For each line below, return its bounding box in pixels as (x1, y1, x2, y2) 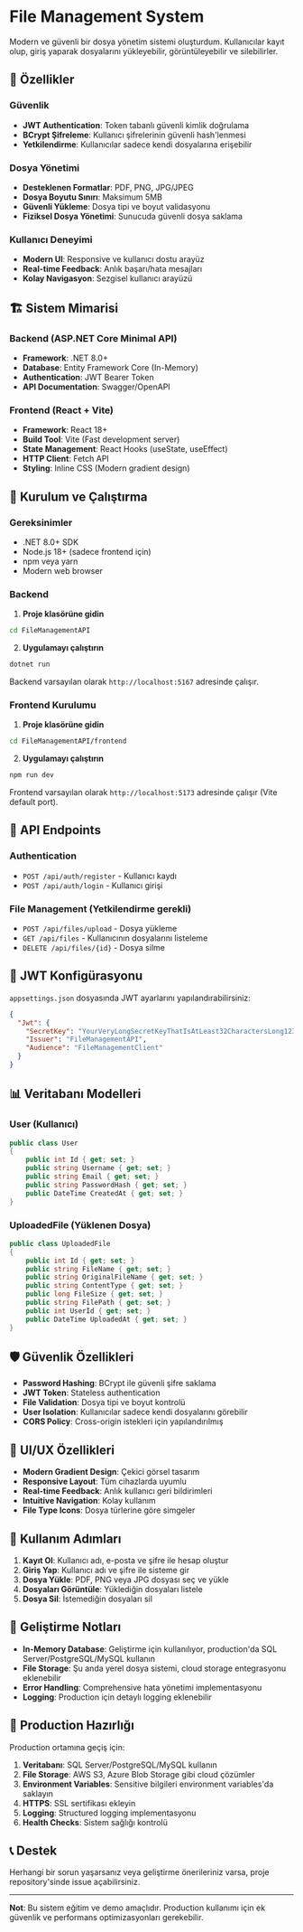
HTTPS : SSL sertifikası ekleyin (22, 1797, 136, 1808)
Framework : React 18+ (22, 425, 108, 436)
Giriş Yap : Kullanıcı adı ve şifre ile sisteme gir (22, 1564, 190, 1575)
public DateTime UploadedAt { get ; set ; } (25, 1315, 188, 1324)
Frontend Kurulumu (9, 699, 96, 711)
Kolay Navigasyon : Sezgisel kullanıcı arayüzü (22, 273, 193, 284)
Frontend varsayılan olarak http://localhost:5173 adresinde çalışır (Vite (9, 786, 278, 797)
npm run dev (9, 771, 54, 780)
